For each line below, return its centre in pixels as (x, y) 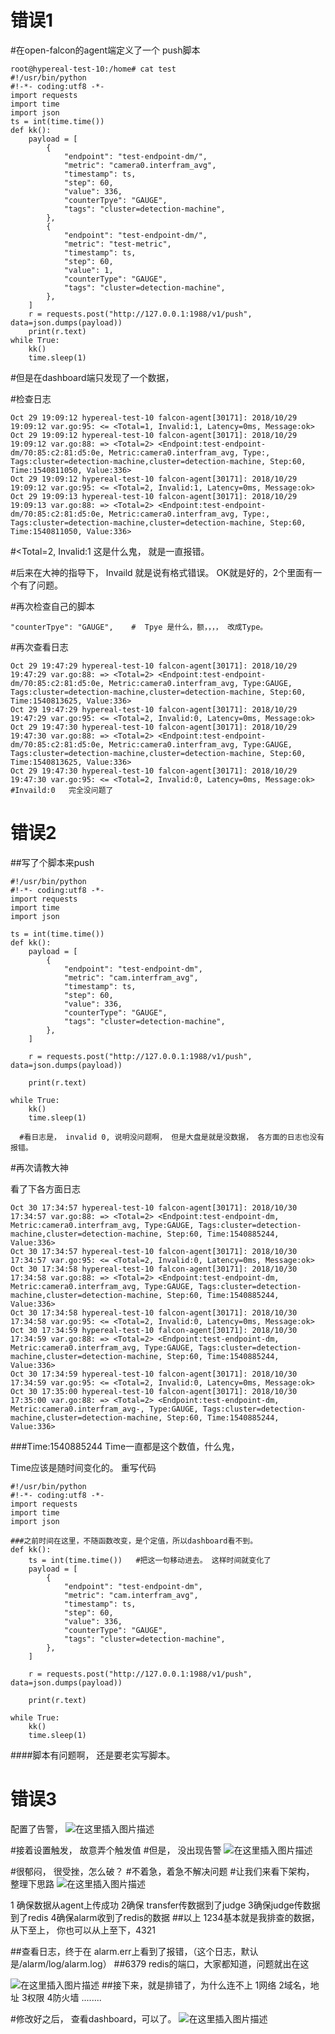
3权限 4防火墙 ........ (61, 1997)
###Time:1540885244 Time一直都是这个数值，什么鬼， (125, 1446)
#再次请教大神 (39, 1167)
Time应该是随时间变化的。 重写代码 (83, 1467)
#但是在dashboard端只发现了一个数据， (92, 377)
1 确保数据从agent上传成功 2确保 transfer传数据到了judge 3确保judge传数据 (165, 1905)
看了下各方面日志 (45, 1188)
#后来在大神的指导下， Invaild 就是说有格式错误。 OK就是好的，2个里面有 (162, 572)
